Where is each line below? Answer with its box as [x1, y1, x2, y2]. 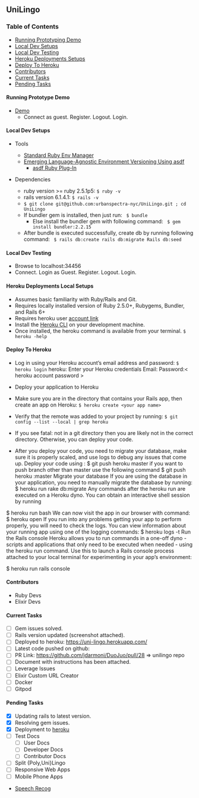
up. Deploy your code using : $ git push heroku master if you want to [14, 460, 183, 467]
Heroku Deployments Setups [14, 55, 86, 62]
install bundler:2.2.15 [32, 224, 91, 231]
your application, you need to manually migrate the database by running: [14, 478, 193, 486]
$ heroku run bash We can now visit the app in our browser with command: [6, 509, 191, 516]
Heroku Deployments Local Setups [6, 282, 94, 289]
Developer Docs [23, 746, 64, 753]
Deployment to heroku [14, 726, 70, 733]
